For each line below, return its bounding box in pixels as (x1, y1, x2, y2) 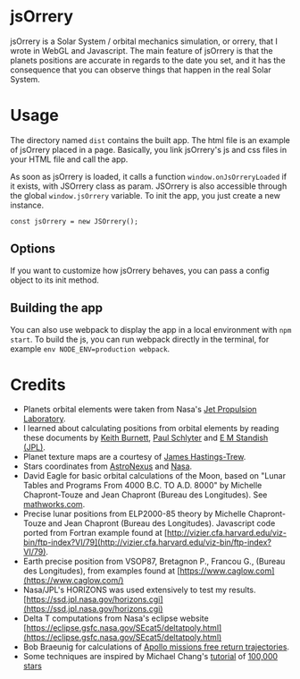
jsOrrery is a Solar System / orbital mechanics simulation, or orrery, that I (10, 36, 278, 47)
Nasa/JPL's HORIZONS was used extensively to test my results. (22, 584, 257, 596)
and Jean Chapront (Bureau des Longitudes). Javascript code (48, 518, 276, 529)
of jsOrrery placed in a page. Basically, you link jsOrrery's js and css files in (10, 144, 287, 155)
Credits (10, 374, 66, 395)
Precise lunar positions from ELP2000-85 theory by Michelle (22, 508, 246, 520)
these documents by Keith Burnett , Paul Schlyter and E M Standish (22, 432, 269, 444)
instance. (10, 199, 45, 210)
